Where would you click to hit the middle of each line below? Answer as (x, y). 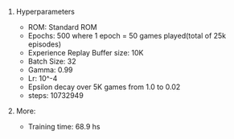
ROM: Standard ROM (63, 27)
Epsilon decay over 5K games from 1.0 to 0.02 (104, 87)
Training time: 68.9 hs (64, 127)
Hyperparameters (45, 12)
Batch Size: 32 (52, 61)
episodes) (45, 44)
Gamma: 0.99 (51, 70)
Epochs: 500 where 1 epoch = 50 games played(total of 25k (127, 36)
